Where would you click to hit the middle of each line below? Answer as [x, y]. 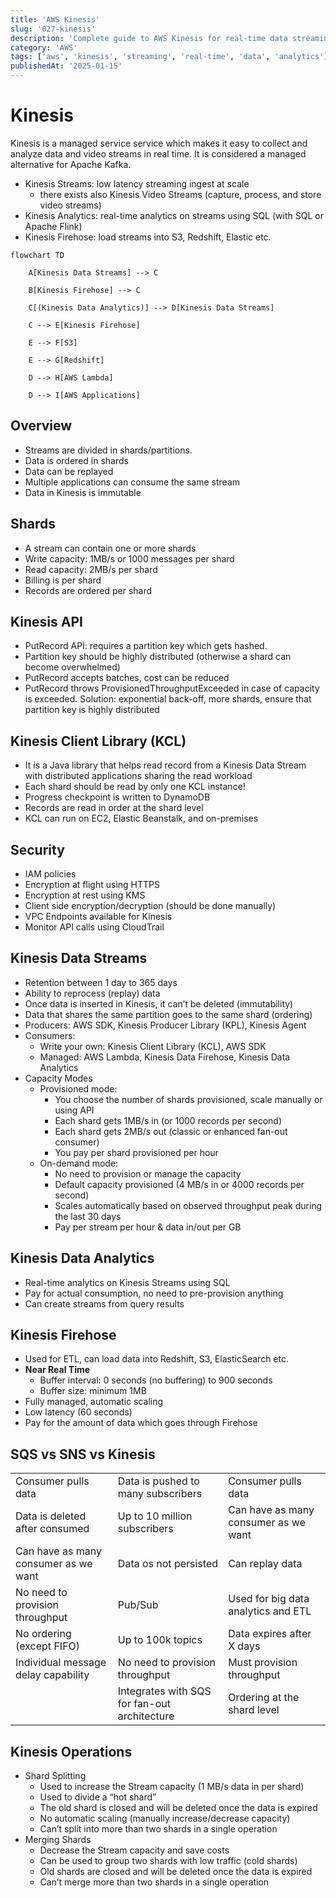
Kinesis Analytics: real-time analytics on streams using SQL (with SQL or [174, 215]
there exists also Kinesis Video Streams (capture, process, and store [180, 194]
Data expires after [270, 1634]
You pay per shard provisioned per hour [136, 1152]
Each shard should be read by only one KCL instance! [135, 787]
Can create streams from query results [104, 1303]
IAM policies [50, 874]
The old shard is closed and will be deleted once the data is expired [178, 1808]
